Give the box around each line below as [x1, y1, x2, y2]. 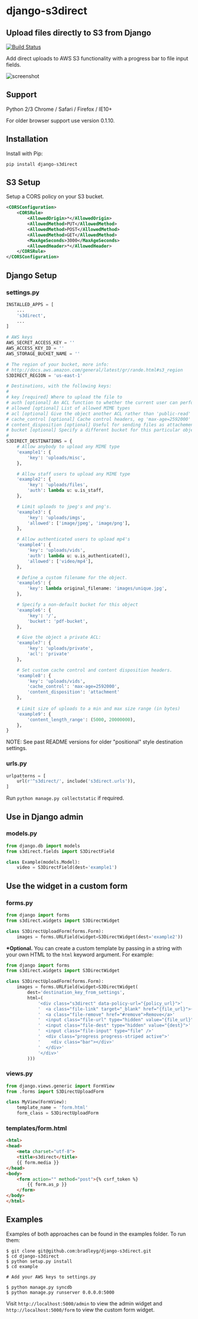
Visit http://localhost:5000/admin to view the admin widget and [6, 1299, 163, 1307]
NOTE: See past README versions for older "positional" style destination [6, 738, 183, 745]
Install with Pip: [6, 150, 43, 157]
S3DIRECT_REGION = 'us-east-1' [6, 372, 83, 378]
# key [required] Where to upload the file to [6, 394, 123, 400]
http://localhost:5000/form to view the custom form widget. [6, 1306, 155, 1313]
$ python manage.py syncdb [6, 1284, 72, 1290]
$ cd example [6, 1263, 38, 1269]
